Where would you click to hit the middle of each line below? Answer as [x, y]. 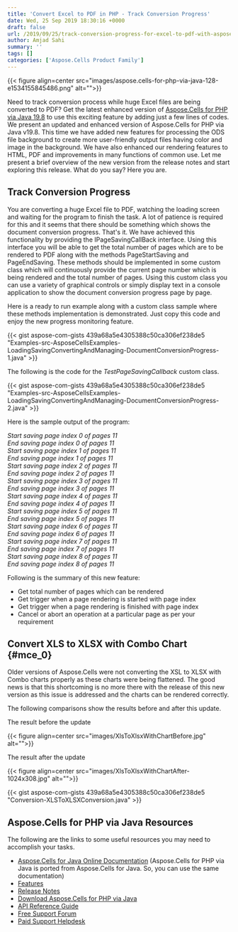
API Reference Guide [48, 906]
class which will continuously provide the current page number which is [112, 269]
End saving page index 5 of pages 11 [61, 518]
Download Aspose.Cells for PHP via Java [77, 899]
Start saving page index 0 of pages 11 [63, 435]
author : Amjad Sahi [36, 41]
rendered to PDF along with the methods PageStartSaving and [98, 255]
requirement [35, 621]
